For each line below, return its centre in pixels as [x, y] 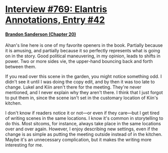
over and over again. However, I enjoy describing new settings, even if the [81, 129]
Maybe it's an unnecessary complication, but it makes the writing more [78, 140]
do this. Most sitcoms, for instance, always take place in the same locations [83, 124]
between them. [21, 67]
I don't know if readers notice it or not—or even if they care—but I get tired [82, 113]
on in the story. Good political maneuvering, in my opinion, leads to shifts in [83, 56]
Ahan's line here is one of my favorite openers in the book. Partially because [84, 45]
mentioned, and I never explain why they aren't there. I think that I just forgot [84, 93]
